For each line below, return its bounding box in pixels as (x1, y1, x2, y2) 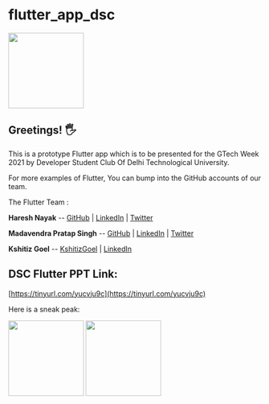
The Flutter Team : (8, 197, 70, 207)
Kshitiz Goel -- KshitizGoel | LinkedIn (8, 244, 132, 254)
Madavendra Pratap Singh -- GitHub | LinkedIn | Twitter (8, 228, 194, 238)
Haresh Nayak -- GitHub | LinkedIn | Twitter (8, 212, 153, 222)
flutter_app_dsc (8, 6, 116, 24)
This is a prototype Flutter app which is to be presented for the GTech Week (8, 149, 259, 159)
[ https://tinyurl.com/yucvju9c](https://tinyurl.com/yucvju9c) (8, 288, 206, 299)
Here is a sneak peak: (8, 304, 80, 314)
